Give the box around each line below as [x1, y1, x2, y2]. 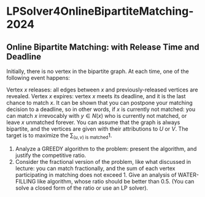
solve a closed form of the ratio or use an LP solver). [15, 184, 149, 191]
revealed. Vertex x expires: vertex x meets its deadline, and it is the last [6, 93, 186, 99]
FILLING [15, 177, 36, 185]
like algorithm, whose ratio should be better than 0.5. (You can [37, 177, 195, 185]
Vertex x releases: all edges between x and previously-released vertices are [6, 86, 198, 93]
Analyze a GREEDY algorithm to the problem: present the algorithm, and [15, 145, 197, 152]
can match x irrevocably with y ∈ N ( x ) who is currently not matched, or [6, 112, 187, 119]
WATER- [177, 171, 199, 179]
